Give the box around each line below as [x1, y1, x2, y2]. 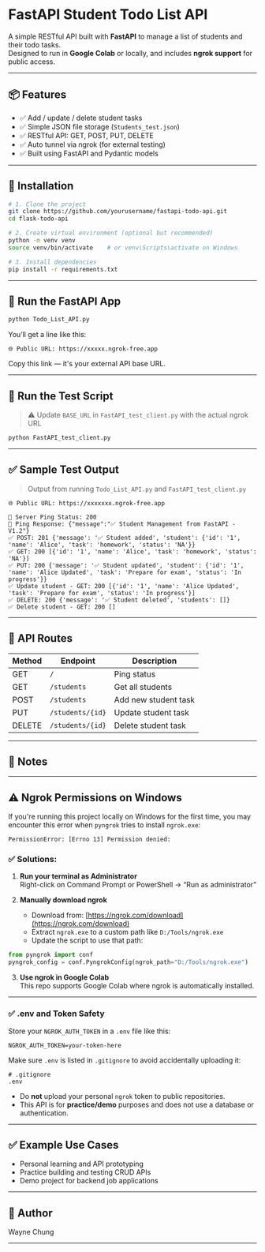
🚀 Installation [8, 179, 74, 193]
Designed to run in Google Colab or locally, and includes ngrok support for [8, 48, 253, 58]
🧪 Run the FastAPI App [8, 294, 121, 308]
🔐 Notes [8, 755, 48, 768]
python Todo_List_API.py [8, 316, 90, 324]
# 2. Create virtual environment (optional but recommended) [8, 229, 214, 238]
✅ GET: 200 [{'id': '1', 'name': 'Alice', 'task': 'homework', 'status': [8, 547, 258, 556]
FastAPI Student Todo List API [8, 6, 208, 24]
